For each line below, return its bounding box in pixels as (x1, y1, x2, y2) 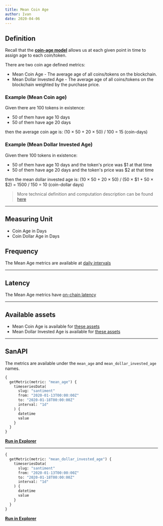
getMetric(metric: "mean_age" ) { (9, 379, 77, 384)
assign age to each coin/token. (5, 52, 67, 59)
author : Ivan (5, 12, 32, 17)
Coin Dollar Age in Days (12, 233, 60, 239)
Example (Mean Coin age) (5, 94, 67, 101)
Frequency (5, 247, 38, 255)
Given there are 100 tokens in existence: (5, 105, 85, 111)
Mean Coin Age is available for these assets (12, 324, 100, 329)
